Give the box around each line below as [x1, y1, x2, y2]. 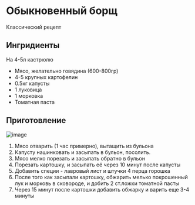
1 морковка [14, 92, 43, 99]
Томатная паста [14, 98, 55, 105]
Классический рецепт [6, 23, 62, 30]
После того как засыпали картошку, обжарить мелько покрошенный [14, 173, 188, 180]
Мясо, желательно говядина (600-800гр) [14, 67, 119, 74]
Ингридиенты [6, 40, 60, 50]
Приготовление [6, 115, 66, 125]
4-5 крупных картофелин [14, 73, 78, 80]
